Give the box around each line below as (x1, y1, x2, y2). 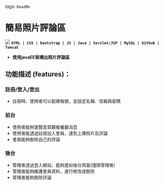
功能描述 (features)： (5, 70, 71, 78)
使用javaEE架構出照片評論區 (12, 54, 70, 60)
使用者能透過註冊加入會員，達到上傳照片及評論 (12, 130, 108, 136)
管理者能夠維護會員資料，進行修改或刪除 (12, 168, 95, 174)
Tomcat (5, 45, 19, 50)
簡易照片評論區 (5, 22, 66, 34)
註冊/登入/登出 (5, 86, 40, 93)
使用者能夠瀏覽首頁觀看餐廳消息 (12, 124, 78, 130)
